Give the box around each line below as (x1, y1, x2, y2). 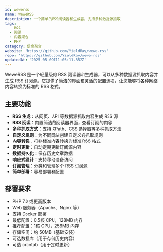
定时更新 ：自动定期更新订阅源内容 (12, 144, 81, 150)
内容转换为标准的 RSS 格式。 (5, 84, 63, 90)
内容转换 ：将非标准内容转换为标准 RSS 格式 (12, 138, 101, 144)
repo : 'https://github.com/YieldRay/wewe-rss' (5, 53, 102, 58)
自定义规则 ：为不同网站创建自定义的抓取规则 (12, 132, 103, 138)
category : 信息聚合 (5, 44, 42, 49)
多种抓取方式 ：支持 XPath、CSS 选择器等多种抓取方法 (12, 126, 122, 132)
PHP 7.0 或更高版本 (12, 198, 51, 204)
